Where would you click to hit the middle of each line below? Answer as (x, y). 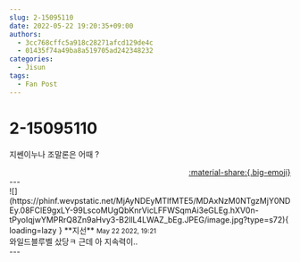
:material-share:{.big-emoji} (240, 172)
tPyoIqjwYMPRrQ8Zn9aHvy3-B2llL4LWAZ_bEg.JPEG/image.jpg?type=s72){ (149, 219)
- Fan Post (37, 84)
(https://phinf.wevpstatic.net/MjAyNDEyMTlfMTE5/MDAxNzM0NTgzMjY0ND (150, 200)
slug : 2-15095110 (42, 17)
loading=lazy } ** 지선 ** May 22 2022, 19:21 (83, 230)
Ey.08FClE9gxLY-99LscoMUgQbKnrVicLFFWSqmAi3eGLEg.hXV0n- (134, 210)
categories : (31, 59)
